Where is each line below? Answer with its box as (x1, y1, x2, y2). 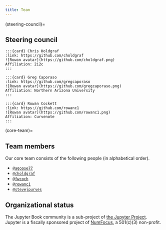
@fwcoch (12, 176, 28, 181)
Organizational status (5, 200, 74, 209)
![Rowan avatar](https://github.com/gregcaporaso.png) (5, 83, 122, 89)
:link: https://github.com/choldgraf (5, 53, 84, 58)
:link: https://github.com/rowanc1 (5, 105, 79, 110)
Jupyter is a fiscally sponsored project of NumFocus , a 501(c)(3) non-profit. (5, 219, 161, 225)
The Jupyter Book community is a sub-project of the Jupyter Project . (5, 214, 147, 220)
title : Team (5, 7, 30, 12)
